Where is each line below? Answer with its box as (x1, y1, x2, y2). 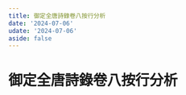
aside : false (8, 34, 52, 43)
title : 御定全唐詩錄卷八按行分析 (8, 11, 106, 20)
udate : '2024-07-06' (8, 27, 78, 35)
